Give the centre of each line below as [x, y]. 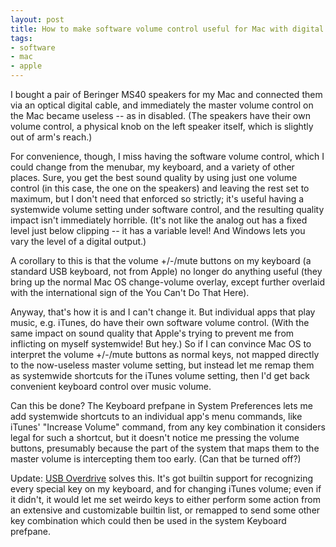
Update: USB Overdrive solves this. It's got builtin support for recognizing [161, 478]
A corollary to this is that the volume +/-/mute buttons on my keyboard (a [161, 260]
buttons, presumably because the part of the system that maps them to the [165, 448]
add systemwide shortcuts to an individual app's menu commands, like [156, 416]
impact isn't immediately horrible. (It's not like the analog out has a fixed [159, 220]
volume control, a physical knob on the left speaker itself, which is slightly [162, 126]
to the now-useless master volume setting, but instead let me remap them [162, 365]
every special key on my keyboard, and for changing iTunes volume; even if [166, 489]
